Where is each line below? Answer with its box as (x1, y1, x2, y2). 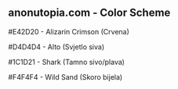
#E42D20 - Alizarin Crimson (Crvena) (8, 27, 129, 36)
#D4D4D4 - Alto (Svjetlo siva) (8, 42, 105, 52)
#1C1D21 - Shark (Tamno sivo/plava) (8, 57, 125, 66)
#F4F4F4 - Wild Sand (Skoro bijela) (8, 72, 123, 81)
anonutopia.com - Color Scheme (8, 6, 171, 20)
